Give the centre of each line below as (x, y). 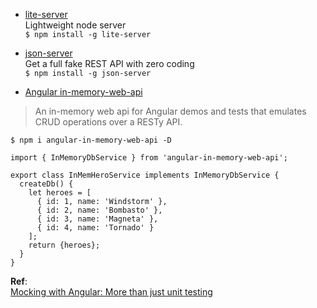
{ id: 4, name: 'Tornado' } (95, 228)
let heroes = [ (60, 193)
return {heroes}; (64, 245)
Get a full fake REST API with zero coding (109, 63)
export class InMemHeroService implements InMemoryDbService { (145, 175)
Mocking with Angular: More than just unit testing (111, 292)
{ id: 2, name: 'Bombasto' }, (99, 210)
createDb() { (46, 184)
